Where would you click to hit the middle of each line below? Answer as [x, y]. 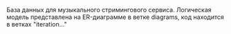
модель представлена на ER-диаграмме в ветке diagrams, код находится [115, 17]
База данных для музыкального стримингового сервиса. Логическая [109, 10]
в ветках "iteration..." [37, 24]
